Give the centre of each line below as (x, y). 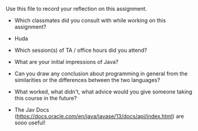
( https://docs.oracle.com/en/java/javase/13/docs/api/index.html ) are (99, 116)
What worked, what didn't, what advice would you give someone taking (103, 92)
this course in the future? (46, 98)
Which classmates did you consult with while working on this (90, 20)
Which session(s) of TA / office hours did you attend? (81, 50)
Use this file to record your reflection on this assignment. (76, 9)
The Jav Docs (32, 110)
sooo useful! (30, 123)
